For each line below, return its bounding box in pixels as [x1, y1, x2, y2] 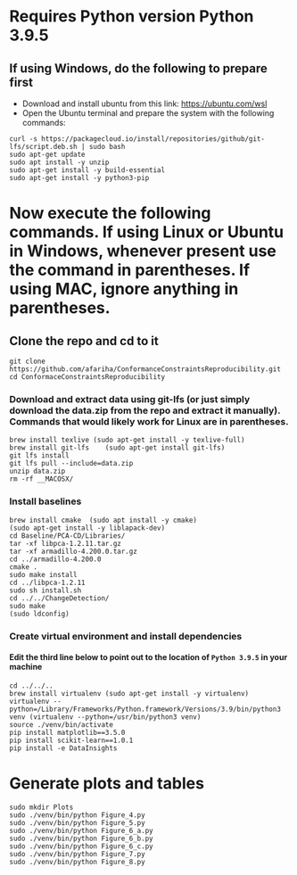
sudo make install [9, 570, 78, 579]
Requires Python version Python [9, 6, 254, 27]
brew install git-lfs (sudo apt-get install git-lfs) [9, 443, 226, 452]
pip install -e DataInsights [9, 743, 118, 753]
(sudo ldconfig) [9, 609, 70, 618]
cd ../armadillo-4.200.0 [9, 555, 102, 564]
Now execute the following [9, 203, 211, 224]
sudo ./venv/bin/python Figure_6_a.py [9, 826, 153, 835]
